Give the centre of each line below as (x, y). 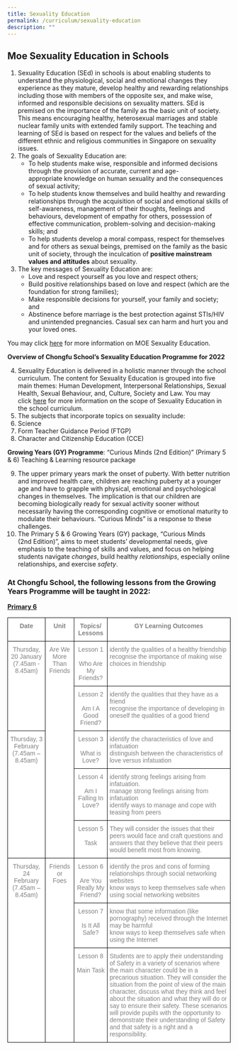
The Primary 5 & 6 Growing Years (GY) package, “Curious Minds (111, 534)
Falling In (91, 798)
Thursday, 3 (27, 739)
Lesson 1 (91, 650)
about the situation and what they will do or (168, 999)
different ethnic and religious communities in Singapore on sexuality (117, 141)
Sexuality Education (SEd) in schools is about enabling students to (114, 73)
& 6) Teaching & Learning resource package (72, 460)
